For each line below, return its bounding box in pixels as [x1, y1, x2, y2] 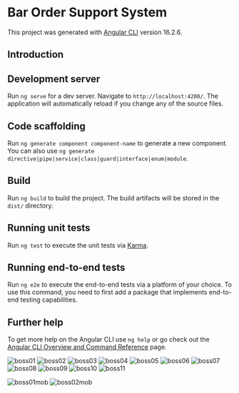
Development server [7, 73, 101, 85]
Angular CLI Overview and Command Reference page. [7, 343, 167, 352]
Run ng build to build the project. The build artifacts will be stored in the [7, 193, 220, 202]
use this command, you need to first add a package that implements [7, 288, 208, 297]
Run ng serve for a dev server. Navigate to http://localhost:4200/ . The [7, 92, 219, 101]
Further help [7, 316, 64, 328]
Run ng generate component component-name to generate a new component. [7, 138, 228, 147]
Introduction [7, 49, 64, 61]
